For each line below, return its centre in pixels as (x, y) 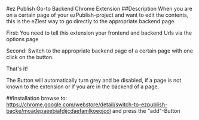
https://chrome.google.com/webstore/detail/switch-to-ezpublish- (87, 104)
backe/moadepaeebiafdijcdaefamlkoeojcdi (59, 111)
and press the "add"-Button (146, 111)
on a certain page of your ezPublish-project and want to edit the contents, (97, 15)
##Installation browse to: (37, 98)
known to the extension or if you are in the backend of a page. (83, 87)
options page (22, 39)
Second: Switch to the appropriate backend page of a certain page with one (99, 51)
